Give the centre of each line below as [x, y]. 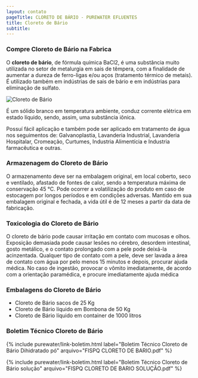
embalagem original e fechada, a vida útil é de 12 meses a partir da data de [98, 201]
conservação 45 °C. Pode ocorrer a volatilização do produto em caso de [95, 189]
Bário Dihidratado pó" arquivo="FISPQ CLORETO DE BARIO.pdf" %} [89, 351]
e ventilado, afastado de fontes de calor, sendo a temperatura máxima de [96, 182]
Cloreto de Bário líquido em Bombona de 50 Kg [72, 309]
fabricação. [20, 208]
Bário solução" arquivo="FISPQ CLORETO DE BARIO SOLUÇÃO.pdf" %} [94, 368]
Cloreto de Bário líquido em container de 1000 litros [78, 316]
